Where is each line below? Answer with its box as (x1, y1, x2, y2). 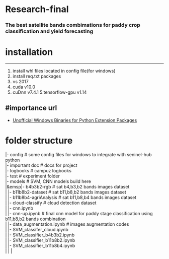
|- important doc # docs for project (5, 162, 77, 168)
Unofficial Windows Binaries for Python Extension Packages (12, 117, 137, 123)
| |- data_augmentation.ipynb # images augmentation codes (5, 221, 129, 227)
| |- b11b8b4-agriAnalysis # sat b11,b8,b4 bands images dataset (5, 194, 137, 200)
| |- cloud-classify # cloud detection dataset (5, 200, 97, 206)
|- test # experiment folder (5, 173, 60, 179)
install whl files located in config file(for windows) (12, 68, 116, 74)
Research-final (5, 4, 69, 15)
